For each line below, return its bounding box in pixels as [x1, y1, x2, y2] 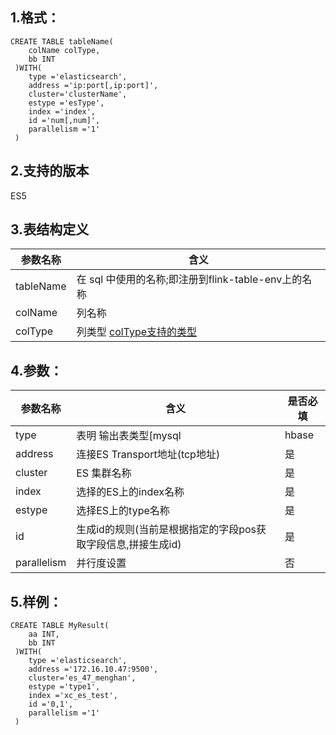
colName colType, [28, 45, 101, 55]
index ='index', [28, 106, 97, 117]
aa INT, [28, 629, 60, 640]
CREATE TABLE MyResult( [10, 621, 110, 631]
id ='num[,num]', [28, 115, 101, 125]
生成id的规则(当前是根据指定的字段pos [76, 523, 257, 537]
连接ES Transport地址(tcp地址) [76, 448, 221, 462]
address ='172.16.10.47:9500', [28, 664, 159, 675]
